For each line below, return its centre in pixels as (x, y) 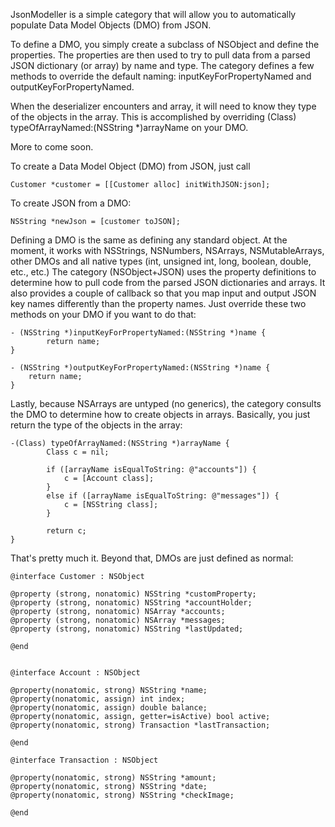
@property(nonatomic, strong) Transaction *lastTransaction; (140, 725)
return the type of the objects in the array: (96, 425)
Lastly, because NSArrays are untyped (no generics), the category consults (166, 403)
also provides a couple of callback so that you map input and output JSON (163, 293)
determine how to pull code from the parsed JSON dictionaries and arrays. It (168, 282)
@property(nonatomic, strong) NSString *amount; (113, 778)
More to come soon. (52, 147)
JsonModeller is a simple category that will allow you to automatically (153, 14)
